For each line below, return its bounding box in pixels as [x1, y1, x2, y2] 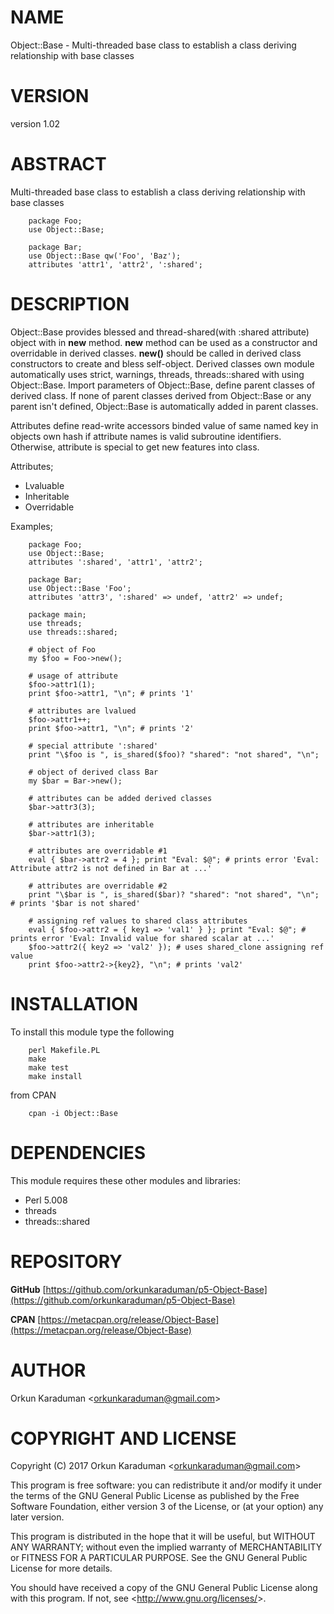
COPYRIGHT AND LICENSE [10, 1427, 237, 1450]
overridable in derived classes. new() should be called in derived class [10, 347, 302, 359]
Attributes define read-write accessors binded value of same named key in [10, 419, 319, 431]
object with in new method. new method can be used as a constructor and [10, 336, 318, 348]
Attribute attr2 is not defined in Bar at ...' [10, 863, 213, 873]
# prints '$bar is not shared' [10, 898, 141, 908]
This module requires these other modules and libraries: [10, 1174, 242, 1186]
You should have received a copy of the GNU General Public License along [10, 1582, 318, 1594]
